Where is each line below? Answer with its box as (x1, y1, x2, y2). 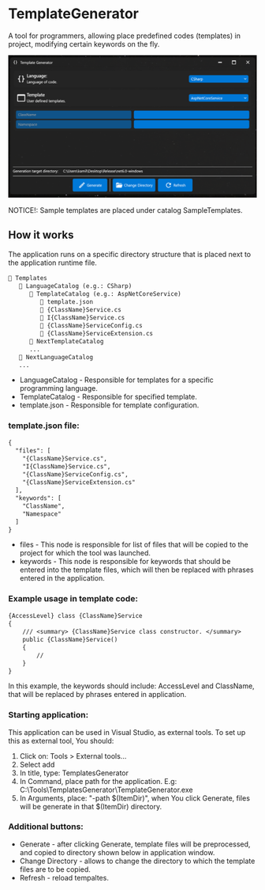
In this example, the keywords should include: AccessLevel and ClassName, (8, 681, 255, 691)
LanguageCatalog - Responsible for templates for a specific (19, 375, 215, 384)
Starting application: (8, 710, 89, 721)
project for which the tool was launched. (19, 547, 151, 558)
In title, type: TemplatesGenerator (19, 768, 129, 778)
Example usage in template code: (8, 593, 138, 604)
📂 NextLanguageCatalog (18, 353, 93, 361)
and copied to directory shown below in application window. (19, 847, 215, 857)
